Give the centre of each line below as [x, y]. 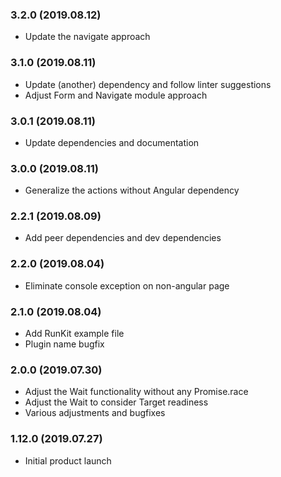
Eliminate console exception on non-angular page [127, 285]
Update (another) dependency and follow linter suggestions [148, 84]
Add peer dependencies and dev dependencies [123, 238]
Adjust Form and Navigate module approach [116, 95]
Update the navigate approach [87, 37]
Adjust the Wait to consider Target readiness [116, 402]
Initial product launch [68, 460]
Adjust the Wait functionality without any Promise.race [136, 392]
